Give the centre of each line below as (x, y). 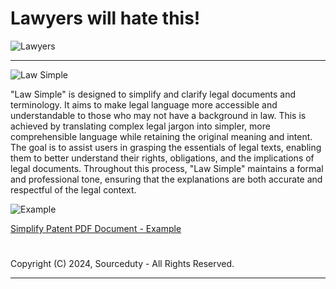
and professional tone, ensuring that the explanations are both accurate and (166, 179)
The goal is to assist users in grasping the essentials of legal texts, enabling (166, 147)
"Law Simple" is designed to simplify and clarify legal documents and (153, 94)
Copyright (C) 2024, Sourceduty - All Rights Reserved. (122, 264)
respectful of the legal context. (73, 189)
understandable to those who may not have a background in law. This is (158, 115)
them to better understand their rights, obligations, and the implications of (162, 158)
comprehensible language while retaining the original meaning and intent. (161, 136)
